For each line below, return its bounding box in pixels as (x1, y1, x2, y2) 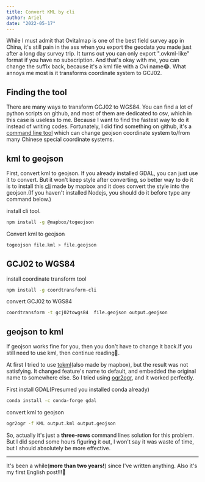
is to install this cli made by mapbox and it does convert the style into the (6, 182, 190, 190)
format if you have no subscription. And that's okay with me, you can (6, 56, 180, 64)
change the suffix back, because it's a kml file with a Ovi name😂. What (6, 63, 186, 70)
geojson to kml (6, 326, 64, 337)
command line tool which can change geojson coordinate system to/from (6, 129, 190, 137)
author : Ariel (6, 15, 43, 21)
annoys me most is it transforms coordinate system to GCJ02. (6, 70, 162, 77)
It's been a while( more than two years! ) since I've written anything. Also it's (6, 462, 198, 469)
